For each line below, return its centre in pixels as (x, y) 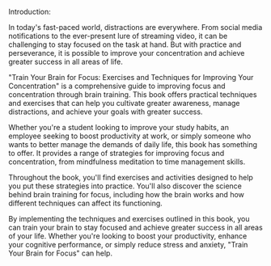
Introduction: (30, 12)
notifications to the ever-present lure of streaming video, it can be (118, 36)
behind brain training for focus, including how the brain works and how (127, 194)
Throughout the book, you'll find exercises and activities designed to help (131, 177)
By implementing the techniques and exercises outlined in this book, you (129, 219)
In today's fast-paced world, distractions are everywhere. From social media (135, 27)
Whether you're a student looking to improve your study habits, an (119, 127)
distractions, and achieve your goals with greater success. (106, 112)
